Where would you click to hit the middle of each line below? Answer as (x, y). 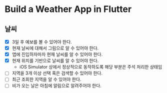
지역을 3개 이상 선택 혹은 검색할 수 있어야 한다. (57, 73)
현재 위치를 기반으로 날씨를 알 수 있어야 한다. (55, 60)
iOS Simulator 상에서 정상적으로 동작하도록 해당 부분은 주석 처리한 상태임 (91, 67)
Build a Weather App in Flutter (68, 9)
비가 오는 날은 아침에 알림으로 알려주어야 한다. (57, 85)
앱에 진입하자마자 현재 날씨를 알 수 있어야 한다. (57, 54)
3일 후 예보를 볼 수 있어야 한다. (42, 42)
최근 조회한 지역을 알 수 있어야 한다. (46, 79)
